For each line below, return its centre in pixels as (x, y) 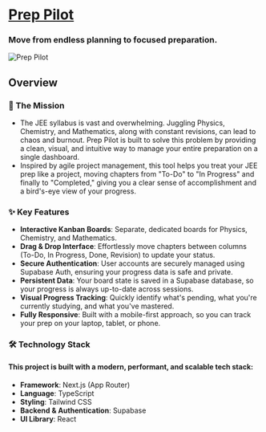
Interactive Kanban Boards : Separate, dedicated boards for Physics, (134, 230)
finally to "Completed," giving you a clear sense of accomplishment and (138, 183)
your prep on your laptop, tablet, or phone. (90, 324)
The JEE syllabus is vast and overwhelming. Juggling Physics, (123, 123)
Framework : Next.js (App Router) (75, 385)
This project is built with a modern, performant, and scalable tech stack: (131, 366)
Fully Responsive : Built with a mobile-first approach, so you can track (135, 315)
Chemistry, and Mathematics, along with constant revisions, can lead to (138, 132)
